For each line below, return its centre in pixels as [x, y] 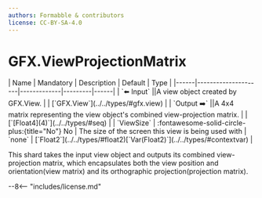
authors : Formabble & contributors [66, 15]
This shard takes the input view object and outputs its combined [112, 155]
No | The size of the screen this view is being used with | [155, 131]
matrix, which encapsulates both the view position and [131, 163]
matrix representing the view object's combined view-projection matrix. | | [128, 115]
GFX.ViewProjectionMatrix [97, 61]
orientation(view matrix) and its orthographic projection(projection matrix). [128, 171]
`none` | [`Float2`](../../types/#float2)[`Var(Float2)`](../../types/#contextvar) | [131, 140]
